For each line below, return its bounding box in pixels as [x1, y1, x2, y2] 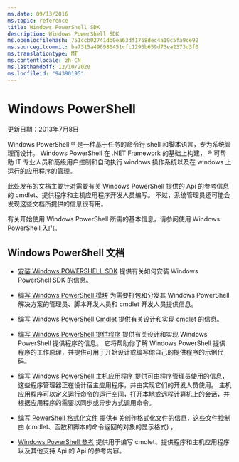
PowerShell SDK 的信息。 [17, 275, 92, 285]
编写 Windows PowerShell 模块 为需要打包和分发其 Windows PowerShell [17, 291, 230, 300]
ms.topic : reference [7, 17, 69, 24]
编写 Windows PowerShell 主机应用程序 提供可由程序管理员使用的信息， [17, 372, 229, 381]
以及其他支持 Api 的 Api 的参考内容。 [17, 446, 126, 456]
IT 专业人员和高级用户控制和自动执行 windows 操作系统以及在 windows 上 [15, 158, 232, 167]
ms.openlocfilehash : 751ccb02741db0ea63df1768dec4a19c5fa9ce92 [7, 37, 199, 44]
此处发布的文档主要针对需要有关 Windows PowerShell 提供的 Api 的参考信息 [7, 182, 230, 191]
